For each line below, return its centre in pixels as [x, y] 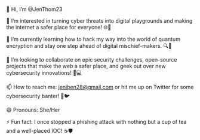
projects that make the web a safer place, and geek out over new [86, 66]
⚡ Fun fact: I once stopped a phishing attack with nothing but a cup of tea [96, 122]
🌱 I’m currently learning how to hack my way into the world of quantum [93, 39]
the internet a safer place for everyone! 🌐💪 [59, 27]
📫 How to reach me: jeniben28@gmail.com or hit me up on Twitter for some [100, 87]
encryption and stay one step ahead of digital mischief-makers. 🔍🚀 [89, 46]
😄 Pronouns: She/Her [33, 110]
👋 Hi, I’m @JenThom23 [34, 9]
